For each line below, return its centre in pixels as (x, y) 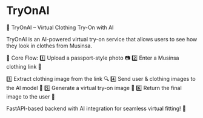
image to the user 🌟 (31, 96)
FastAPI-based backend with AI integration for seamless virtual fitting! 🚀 (96, 108)
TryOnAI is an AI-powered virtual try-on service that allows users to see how (102, 39)
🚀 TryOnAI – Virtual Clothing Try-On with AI (60, 27)
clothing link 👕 (24, 66)
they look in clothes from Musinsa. (49, 46)
